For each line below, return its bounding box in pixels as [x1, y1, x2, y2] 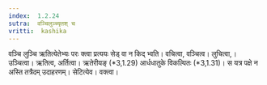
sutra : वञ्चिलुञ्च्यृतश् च [8, 19, 75, 28]
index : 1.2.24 [8, 11, 60, 20]
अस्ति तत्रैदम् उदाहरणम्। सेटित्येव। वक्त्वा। [8, 67, 119, 77]
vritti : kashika [8, 27, 67, 35]
